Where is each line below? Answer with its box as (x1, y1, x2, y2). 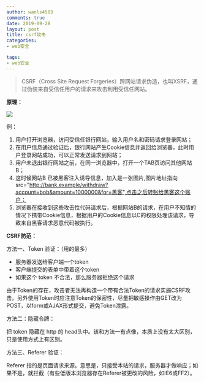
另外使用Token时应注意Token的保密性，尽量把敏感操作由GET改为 (17, 294, 183, 301)
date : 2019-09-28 (6, 20, 51, 26)
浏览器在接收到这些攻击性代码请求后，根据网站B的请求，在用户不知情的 (15, 204, 196, 211)
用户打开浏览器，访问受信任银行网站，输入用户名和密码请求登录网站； (15, 136, 193, 143)
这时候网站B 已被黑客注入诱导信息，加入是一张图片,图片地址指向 (15, 174, 178, 181)
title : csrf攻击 (6, 32, 46, 38)
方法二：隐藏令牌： (6, 315, 55, 322)
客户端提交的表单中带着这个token (15, 265, 100, 273)
